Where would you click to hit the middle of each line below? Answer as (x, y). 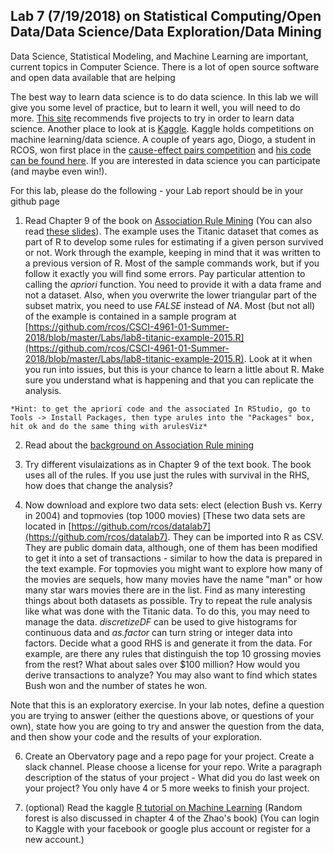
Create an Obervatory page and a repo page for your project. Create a (169, 756)
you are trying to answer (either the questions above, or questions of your (162, 715)
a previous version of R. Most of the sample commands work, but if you (172, 263)
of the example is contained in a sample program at (130, 316)
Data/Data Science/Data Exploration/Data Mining (166, 32)
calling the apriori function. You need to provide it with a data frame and (173, 284)
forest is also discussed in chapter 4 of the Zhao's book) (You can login (172, 818)
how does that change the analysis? (99, 485)
